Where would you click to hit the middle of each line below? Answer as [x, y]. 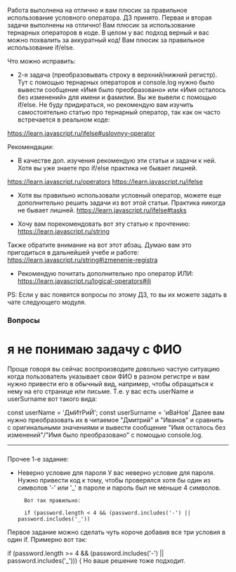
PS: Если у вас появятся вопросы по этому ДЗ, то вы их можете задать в [117, 294]
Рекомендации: [31, 147]
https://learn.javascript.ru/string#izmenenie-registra [83, 260]
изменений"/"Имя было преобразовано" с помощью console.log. [105, 435]
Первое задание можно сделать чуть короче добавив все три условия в [117, 532]
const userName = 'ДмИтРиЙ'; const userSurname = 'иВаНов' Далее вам [116, 412]
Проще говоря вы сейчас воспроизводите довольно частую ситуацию [113, 369]
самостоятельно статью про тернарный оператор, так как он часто [119, 112]
